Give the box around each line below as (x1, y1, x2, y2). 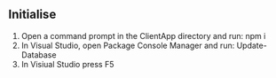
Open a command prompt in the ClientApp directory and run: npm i (20, 30, 266, 41)
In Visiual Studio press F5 (20, 58, 114, 69)
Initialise (8, 7, 57, 22)
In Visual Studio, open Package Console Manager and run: (20, 40, 235, 51)
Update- (236, 40, 267, 51)
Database (20, 49, 57, 60)
